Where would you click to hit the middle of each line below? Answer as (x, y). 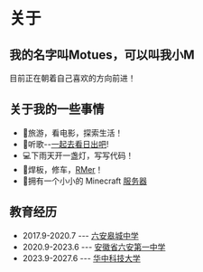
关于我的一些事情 (57, 109)
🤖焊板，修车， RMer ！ (63, 169)
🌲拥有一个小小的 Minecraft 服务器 (84, 181)
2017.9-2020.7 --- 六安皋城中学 (80, 235)
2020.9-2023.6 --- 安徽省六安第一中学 (94, 247)
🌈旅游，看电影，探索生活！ (73, 133)
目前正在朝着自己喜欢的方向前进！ (73, 78)
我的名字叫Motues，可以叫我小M (102, 55)
